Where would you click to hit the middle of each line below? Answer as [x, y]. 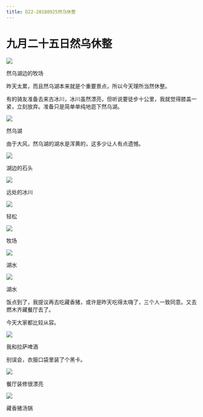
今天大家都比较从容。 [33, 322]
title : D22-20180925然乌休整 [41, 12]
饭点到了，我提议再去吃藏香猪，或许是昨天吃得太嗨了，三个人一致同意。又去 [101, 302]
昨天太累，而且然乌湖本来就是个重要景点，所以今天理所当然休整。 [88, 86]
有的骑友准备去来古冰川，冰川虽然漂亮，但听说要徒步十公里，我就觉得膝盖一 [101, 99]
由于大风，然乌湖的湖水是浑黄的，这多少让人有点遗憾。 [75, 144]
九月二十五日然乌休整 [60, 44]
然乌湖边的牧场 [25, 73]
